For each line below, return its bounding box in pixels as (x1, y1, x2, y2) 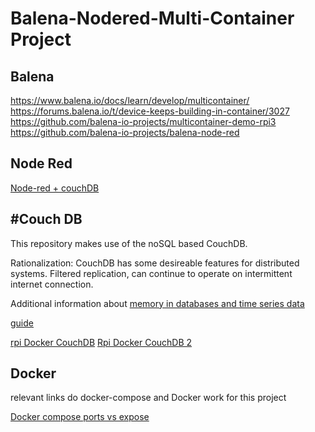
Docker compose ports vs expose (10, 411, 150, 423)
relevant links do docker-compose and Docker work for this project (10, 392, 287, 404)
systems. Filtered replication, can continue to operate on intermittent (10, 267, 293, 279)
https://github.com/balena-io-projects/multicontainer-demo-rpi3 (10, 116, 277, 127)
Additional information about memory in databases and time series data (10, 297, 305, 309)
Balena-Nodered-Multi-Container (10, 7, 295, 30)
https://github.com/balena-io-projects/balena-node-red (10, 127, 240, 138)
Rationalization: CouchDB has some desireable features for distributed (10, 257, 300, 269)
